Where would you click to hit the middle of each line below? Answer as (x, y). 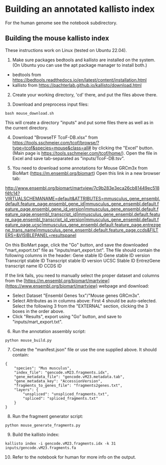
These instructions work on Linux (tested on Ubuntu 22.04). (66, 50)
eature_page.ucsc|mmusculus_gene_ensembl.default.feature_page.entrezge (83, 225)
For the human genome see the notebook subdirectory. (61, 23)
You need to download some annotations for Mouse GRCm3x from (80, 168)
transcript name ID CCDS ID (33, 266)
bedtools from (27, 75)
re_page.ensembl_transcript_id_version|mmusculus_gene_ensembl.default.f (82, 219)
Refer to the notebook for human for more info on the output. (74, 457)
